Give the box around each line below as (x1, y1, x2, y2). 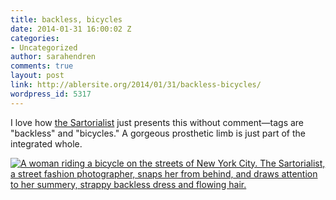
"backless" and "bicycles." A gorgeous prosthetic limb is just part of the (10, 127, 306, 139)
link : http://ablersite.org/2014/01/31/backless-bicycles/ (10, 80, 262, 90)
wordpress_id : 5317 (10, 89, 92, 99)
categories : (10, 33, 60, 43)
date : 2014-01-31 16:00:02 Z (10, 24, 132, 34)
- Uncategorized (10, 42, 78, 53)
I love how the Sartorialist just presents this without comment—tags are (10, 116, 305, 128)
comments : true (10, 61, 74, 71)
